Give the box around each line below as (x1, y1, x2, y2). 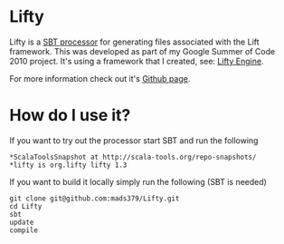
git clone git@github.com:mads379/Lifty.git (9, 193, 180, 203)
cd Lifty (9, 201, 43, 210)
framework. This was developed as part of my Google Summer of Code (9, 45, 276, 56)
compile (9, 225, 39, 235)
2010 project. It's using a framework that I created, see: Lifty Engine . (9, 55, 264, 66)
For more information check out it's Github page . (9, 73, 191, 83)
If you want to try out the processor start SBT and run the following (9, 134, 259, 146)
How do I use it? (9, 105, 131, 126)
